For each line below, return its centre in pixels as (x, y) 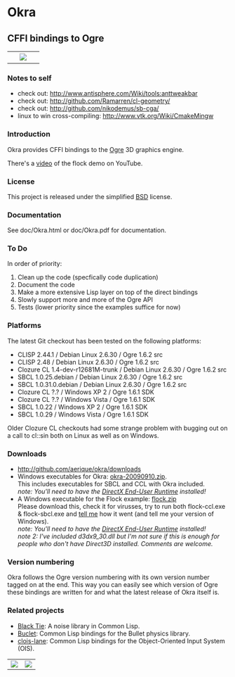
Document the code (46, 285)
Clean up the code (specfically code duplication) (88, 277)
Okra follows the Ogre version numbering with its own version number (109, 577)
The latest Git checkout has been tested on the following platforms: (104, 341)
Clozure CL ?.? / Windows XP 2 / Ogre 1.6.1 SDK (86, 392)
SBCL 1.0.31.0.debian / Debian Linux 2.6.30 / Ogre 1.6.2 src (102, 384)
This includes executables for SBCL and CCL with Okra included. (111, 484)
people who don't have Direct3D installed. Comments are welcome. (115, 544)
